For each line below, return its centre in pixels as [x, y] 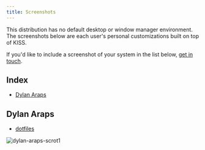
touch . [14, 61]
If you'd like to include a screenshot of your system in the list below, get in [100, 54]
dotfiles [25, 129]
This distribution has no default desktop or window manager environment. [99, 29]
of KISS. [17, 42]
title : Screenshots [31, 12]
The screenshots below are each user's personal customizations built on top [103, 36]
